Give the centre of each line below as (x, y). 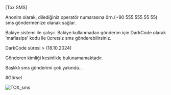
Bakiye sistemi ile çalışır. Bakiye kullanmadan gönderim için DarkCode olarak (86, 32)
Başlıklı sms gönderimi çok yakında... (44, 68)
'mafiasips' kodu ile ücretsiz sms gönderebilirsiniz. (58, 38)
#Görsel (14, 78)
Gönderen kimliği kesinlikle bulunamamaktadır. (54, 58)
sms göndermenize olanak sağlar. (41, 23)
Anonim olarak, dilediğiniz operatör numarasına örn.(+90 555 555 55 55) (81, 17)
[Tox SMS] (16, 7)
